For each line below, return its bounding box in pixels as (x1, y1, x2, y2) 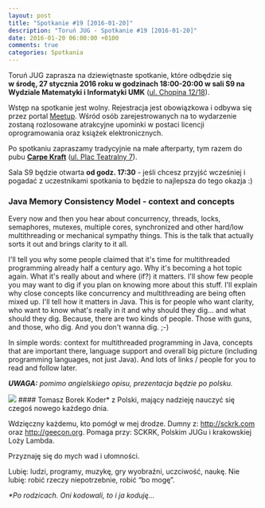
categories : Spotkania (8, 49, 84, 57)
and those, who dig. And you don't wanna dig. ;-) (8, 322, 170, 332)
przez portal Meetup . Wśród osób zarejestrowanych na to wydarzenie (8, 111, 237, 120)
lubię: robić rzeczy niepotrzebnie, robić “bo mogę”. (8, 475, 175, 485)
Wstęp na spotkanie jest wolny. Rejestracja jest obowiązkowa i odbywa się (8, 103, 252, 112)
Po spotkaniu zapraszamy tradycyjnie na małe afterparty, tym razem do (8, 144, 243, 153)
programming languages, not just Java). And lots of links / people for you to (8, 355, 256, 365)
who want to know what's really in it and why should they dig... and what (8, 306, 247, 315)
